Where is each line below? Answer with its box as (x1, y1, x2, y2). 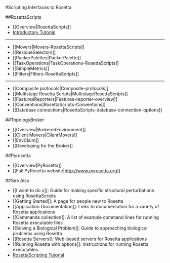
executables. (12, 247, 39, 252)
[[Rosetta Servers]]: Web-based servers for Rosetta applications (12, 236, 147, 242)
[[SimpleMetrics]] (12, 65, 50, 71)
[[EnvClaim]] (12, 137, 39, 143)
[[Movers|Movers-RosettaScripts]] (12, 44, 84, 50)
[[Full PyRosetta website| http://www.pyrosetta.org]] (12, 168, 120, 174)
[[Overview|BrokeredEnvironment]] (12, 127, 86, 132)
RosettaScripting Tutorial (12, 252, 64, 258)
